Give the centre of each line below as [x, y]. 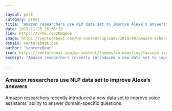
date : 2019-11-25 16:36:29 [34, 29]
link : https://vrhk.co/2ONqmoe [39, 34]
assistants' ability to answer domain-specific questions [63, 103]
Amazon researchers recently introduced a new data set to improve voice [83, 98]
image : [12, 39]
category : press [23, 19]
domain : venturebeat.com [32, 43]
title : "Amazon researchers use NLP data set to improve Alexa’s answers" [87, 24]
